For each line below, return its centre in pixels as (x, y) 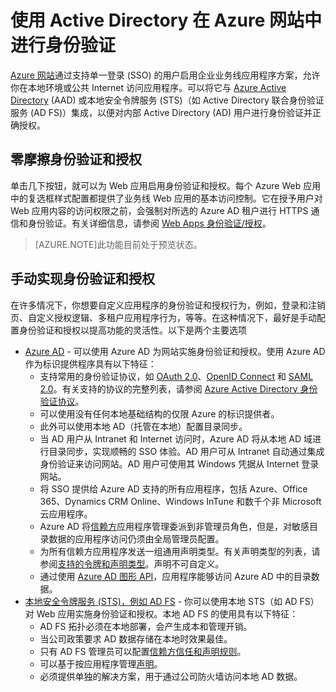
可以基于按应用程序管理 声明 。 (101, 663)
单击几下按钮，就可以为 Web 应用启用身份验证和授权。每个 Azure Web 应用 (166, 185)
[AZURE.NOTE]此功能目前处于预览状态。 (118, 244)
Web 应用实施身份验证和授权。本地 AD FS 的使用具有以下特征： (167, 613)
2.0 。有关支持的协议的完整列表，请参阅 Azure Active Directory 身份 (178, 388)
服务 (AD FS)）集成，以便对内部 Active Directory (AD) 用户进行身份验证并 (161, 112)
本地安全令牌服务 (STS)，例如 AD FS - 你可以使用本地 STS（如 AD (161, 601)
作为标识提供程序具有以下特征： (90, 363)
